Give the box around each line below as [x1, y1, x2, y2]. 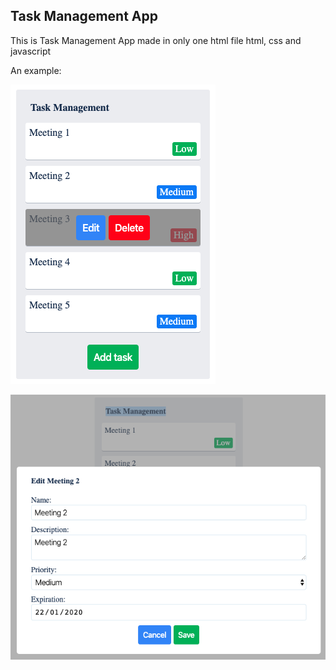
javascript [10, 45, 52, 57]
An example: [10, 64, 62, 76]
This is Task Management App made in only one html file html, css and [10, 34, 302, 46]
